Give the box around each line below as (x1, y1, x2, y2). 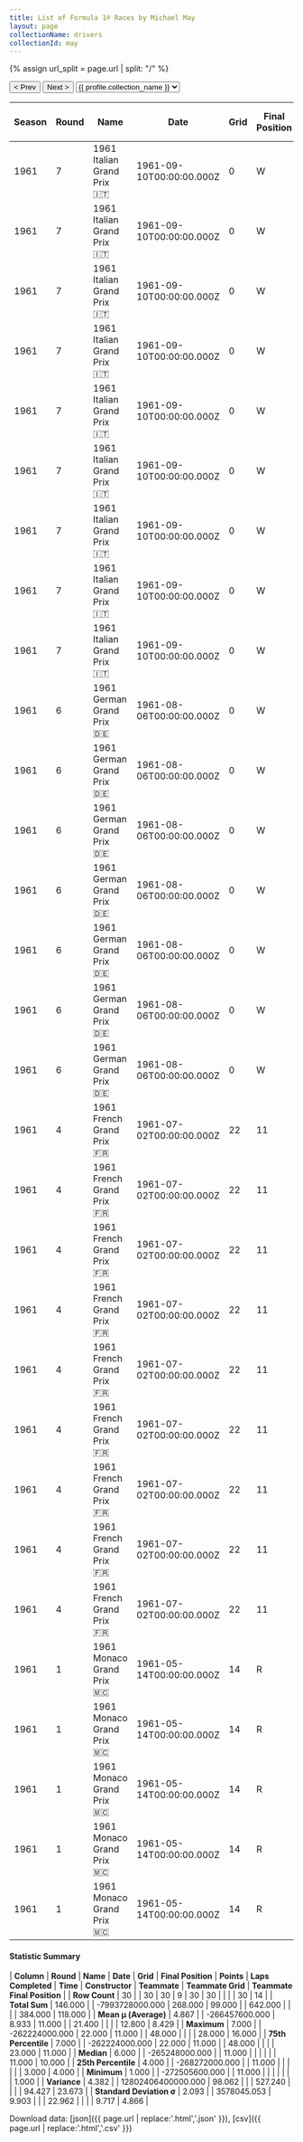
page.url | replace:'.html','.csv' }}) (9, 2123, 133, 2134)
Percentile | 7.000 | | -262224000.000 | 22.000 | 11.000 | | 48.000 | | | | (9, 2038, 275, 2049)
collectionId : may (9, 38, 78, 48)
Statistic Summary (9, 1950, 81, 1961)
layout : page (9, 22, 59, 31)
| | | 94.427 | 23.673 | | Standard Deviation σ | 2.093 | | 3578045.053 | (9, 2086, 271, 2097)
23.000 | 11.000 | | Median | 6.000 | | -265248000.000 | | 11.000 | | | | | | (9, 2048, 277, 2059)
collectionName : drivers (9, 30, 103, 39)
